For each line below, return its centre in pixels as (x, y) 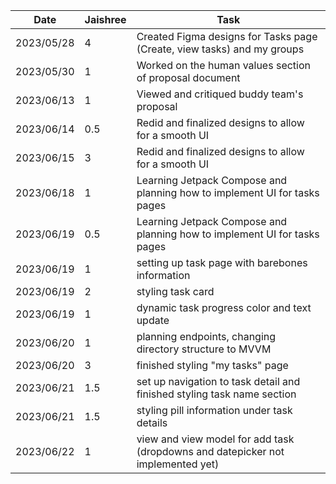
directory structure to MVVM (204, 349)
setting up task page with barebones (222, 262)
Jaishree (105, 19)
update (153, 320)
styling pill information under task (214, 410)
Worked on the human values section (223, 65)
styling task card (175, 291)
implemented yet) (178, 464)
